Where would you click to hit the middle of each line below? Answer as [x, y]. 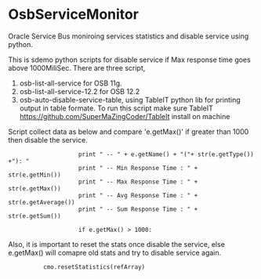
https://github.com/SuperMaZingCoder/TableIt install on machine [125, 116]
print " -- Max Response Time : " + [138, 182]
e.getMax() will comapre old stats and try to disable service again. [115, 252]
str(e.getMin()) [34, 175]
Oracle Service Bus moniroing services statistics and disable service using [129, 36]
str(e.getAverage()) [42, 202]
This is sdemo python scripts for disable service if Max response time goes [129, 60]
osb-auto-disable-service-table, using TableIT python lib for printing [130, 100]
